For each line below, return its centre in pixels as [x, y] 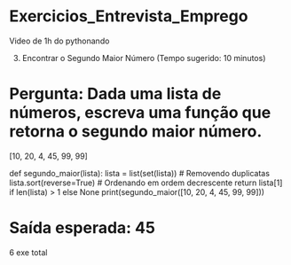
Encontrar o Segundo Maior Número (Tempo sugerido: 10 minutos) [144, 58]
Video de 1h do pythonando [59, 41]
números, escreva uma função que [140, 113]
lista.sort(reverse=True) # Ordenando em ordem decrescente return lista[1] [146, 183]
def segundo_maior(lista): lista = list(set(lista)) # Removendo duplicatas [140, 173]
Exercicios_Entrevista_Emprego [129, 16]
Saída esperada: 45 [82, 228]
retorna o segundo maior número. [136, 132]
